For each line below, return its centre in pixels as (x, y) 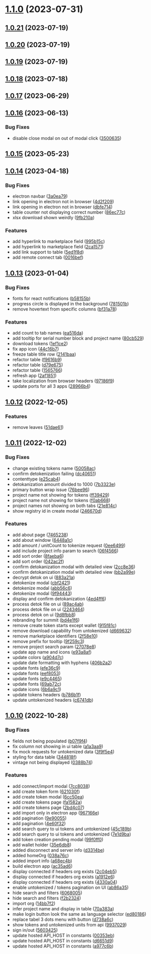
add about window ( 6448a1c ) (43, 540)
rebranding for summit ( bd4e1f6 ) (46, 620)
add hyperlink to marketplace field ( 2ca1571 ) (58, 247)
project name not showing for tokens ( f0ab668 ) (61, 500)
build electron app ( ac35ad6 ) (42, 866)
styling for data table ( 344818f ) (44, 757)
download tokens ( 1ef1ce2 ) (40, 344)
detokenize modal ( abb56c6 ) (42, 588)
